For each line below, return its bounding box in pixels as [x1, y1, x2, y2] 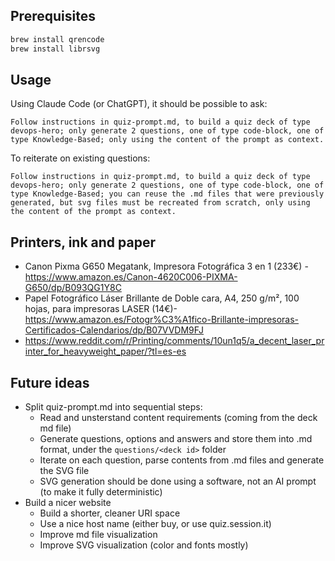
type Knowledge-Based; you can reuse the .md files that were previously [10, 189, 325, 199]
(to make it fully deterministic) [39, 486, 163, 498]
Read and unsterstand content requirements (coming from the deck [39, 412, 318, 423]
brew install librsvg [10, 44, 101, 54]
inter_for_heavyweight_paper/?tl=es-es [24, 345, 187, 358]
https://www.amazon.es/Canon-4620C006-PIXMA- [24, 271, 238, 283]
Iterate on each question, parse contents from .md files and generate [39, 454, 325, 466]
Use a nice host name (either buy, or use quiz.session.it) [39, 518, 272, 529]
